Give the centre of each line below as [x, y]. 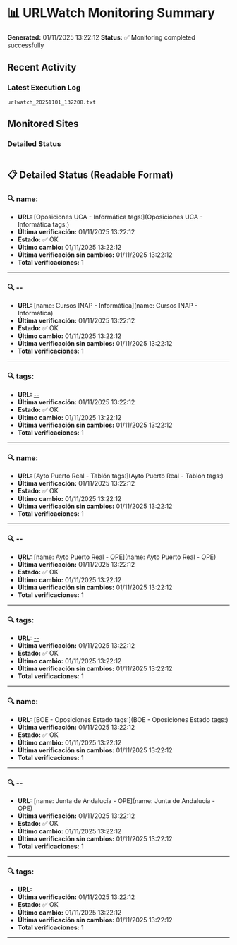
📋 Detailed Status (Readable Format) [91, 175]
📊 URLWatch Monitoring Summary [111, 13]
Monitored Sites [43, 124]
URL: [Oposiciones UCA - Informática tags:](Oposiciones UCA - [110, 217]
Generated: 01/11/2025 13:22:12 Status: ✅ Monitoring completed [101, 37]
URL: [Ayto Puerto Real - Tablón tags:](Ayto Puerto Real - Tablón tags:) [120, 476]
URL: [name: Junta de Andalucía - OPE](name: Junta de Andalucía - [116, 801]
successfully [26, 45]
